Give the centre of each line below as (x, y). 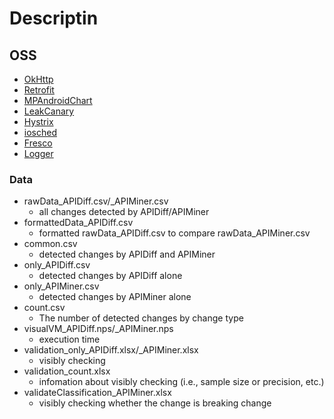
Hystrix (38, 121)
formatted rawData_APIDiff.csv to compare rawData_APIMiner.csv (174, 233)
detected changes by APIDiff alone (110, 276)
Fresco (38, 143)
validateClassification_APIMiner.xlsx (97, 393)
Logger (38, 153)
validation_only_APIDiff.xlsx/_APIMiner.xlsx (111, 350)
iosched (40, 132)
